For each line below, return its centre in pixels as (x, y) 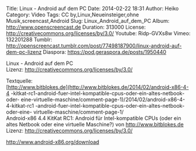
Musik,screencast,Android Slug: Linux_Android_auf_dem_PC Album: (88, 21)
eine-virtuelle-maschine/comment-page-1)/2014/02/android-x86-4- (103, 99)
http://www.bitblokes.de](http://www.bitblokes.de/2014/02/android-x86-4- (98, 87)
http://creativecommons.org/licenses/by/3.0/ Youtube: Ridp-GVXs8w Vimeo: (98, 33)
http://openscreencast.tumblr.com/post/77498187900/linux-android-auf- (94, 46)
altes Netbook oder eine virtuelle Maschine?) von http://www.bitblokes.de (95, 124)
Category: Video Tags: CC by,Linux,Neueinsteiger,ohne (73, 15)
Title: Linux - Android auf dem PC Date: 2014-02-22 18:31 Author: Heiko (92, 8)
